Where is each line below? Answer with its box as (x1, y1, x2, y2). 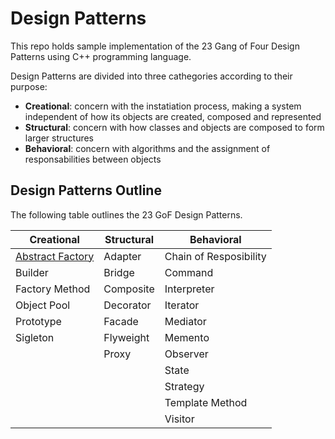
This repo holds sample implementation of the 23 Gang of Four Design (10, 40, 300, 52)
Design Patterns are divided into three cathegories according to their (10, 70, 293, 82)
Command (164, 265, 214, 279)
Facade (103, 314, 139, 328)
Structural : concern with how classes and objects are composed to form (24, 121, 325, 133)
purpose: (10, 80, 48, 92)
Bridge (103, 265, 135, 279)
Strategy (164, 379, 205, 393)
